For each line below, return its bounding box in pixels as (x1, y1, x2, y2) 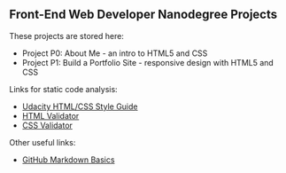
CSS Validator (21, 120, 73, 130)
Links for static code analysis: (9, 83, 118, 94)
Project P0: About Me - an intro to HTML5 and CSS (21, 48, 208, 59)
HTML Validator (21, 110, 80, 121)
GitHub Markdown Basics (21, 154, 115, 165)
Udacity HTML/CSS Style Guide (21, 101, 138, 112)
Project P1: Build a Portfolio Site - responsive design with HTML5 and (21, 57, 274, 67)
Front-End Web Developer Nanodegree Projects (9, 7, 278, 22)
